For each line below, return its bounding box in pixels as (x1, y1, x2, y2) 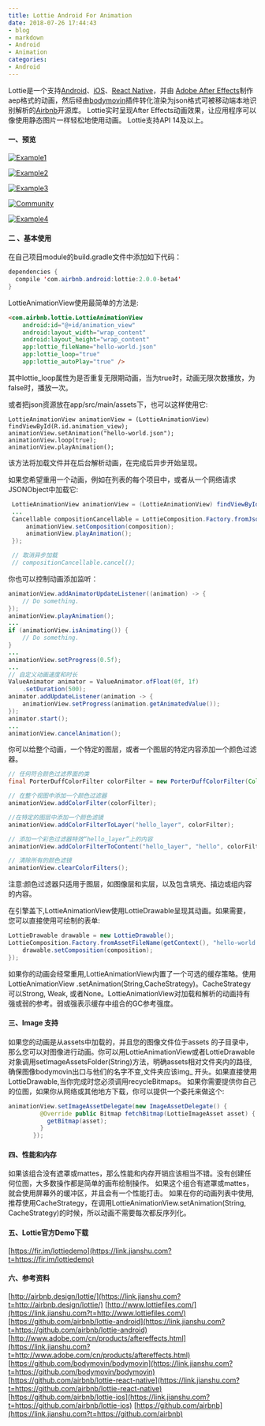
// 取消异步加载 (11, 551, 58, 559)
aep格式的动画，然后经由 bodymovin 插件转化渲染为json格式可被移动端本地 (8, 96, 250, 105)
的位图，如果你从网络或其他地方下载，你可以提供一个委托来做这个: (8, 1086, 225, 1096)
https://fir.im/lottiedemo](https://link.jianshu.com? (10, 1246, 172, 1255)
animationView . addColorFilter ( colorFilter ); (8, 800, 157, 807)
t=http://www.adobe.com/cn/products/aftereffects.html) (8, 1350, 191, 1360)
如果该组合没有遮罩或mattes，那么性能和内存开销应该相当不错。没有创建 (8, 1168, 244, 1178)
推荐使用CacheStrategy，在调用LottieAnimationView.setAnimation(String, (8, 1198, 247, 1208)
